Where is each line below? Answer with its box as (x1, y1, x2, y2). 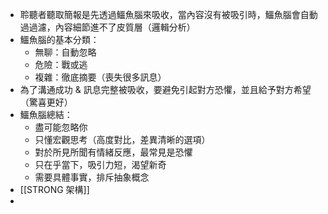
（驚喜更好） (19, 96, 73, 108)
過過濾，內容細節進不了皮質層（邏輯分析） (19, 21, 196, 33)
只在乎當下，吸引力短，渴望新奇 (34, 159, 167, 170)
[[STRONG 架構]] (19, 184, 90, 195)
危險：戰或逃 (34, 59, 88, 70)
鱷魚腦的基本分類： (19, 34, 100, 45)
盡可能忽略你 (34, 121, 88, 133)
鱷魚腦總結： (19, 109, 73, 120)
